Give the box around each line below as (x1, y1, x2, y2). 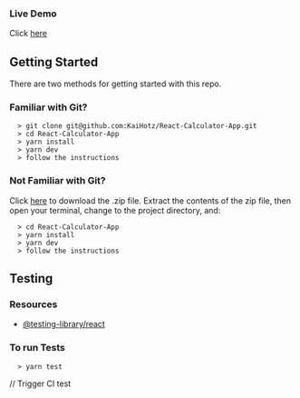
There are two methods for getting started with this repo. (9, 78, 222, 89)
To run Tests (9, 342, 66, 354)
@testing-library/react (22, 319, 106, 330)
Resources (9, 298, 58, 311)
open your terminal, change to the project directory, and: (9, 204, 221, 215)
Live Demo (9, 7, 57, 20)
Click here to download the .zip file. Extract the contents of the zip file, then (9, 194, 292, 206)
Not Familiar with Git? (9, 174, 106, 187)
